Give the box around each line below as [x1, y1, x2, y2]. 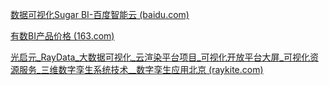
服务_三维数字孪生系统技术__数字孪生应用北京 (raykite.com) [18, 64, 264, 75]
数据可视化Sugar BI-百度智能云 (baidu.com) [10, 9, 190, 20]
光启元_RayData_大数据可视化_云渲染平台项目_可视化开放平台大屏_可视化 [10, 51, 310, 63]
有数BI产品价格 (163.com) [10, 30, 115, 42]
